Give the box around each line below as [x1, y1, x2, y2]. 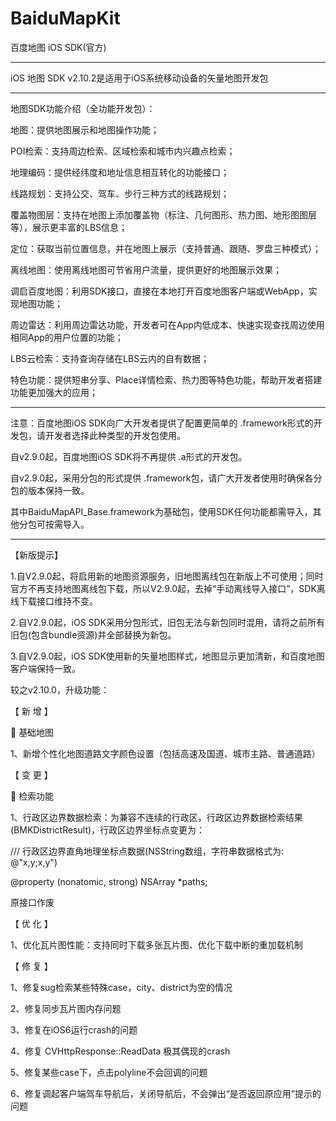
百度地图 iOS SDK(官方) [10, 41, 107, 53]
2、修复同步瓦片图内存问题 [10, 1002, 122, 1014]
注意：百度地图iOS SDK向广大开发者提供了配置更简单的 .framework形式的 [10, 417, 314, 429]
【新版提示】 [10, 548, 63, 561]
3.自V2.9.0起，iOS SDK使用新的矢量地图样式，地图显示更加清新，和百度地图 [10, 650, 325, 662]
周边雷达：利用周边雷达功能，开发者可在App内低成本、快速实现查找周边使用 [10, 318, 325, 331]
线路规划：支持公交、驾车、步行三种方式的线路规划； [10, 187, 230, 199]
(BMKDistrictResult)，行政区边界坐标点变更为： [10, 823, 206, 836]
